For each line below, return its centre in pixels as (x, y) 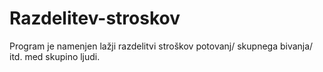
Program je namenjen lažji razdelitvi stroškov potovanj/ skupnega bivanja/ (161, 46)
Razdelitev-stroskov (95, 18)
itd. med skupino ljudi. (55, 56)
